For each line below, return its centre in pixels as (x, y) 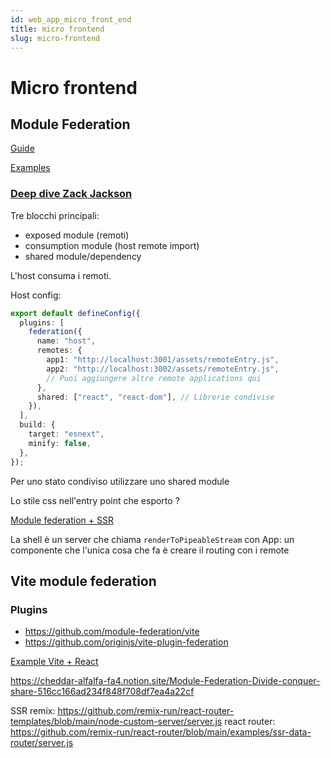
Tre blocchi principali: (55, 215)
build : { (37, 425)
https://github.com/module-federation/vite (112, 632)
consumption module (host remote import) (112, 245)
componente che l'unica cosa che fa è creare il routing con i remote (150, 550)
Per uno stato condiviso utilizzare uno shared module (120, 481)
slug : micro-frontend (55, 38)
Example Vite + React (54, 662)
